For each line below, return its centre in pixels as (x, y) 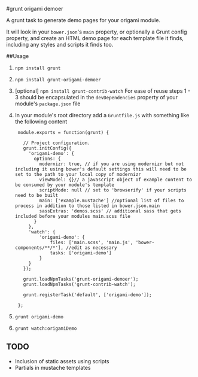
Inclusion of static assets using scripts (62, 361)
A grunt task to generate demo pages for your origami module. (83, 20)
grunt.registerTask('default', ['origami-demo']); (87, 295)
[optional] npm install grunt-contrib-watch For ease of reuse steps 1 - (102, 91)
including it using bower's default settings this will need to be (100, 169)
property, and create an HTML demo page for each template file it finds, (95, 38)
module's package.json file (48, 104)
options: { (47, 159)
